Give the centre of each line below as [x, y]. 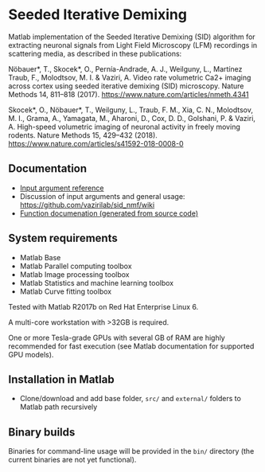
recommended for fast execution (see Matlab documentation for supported [131, 346]
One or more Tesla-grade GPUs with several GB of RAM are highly [117, 337]
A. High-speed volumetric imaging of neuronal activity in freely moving [124, 127]
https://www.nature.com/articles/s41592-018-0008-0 [96, 143]
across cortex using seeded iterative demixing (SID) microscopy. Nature [126, 86]
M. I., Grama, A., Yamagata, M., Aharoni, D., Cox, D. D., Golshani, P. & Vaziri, [132, 118]
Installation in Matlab [61, 379]
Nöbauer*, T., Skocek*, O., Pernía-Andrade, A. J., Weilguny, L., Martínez [125, 68]
